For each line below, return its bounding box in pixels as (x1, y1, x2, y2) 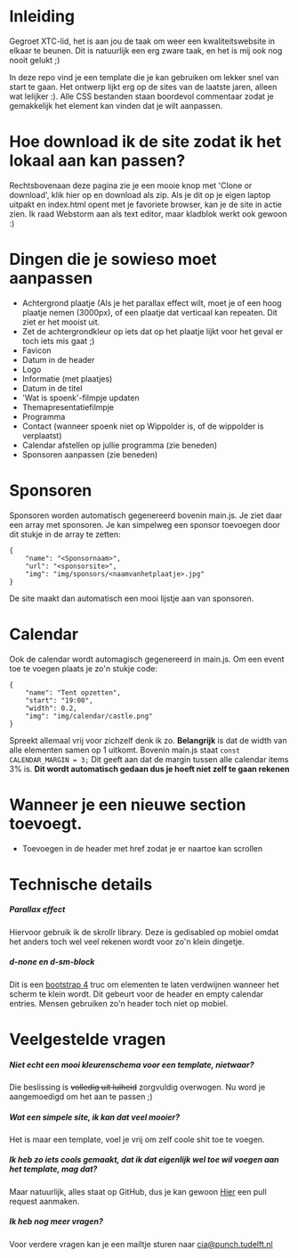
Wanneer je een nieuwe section (9, 794, 246, 815)
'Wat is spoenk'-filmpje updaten (21, 392, 140, 403)
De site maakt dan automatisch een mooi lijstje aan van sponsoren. (9, 593, 254, 604)
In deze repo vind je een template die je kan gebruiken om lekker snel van (9, 71, 279, 82)
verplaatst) (21, 430, 62, 440)
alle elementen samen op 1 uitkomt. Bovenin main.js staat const (9, 744, 240, 755)
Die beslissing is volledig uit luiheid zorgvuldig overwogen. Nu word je (9, 1081, 266, 1092)
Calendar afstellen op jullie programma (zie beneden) (21, 440, 218, 450)
